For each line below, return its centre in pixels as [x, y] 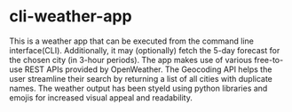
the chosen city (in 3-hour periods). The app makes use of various [131, 60]
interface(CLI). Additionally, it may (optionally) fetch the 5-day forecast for [145, 50]
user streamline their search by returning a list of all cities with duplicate [141, 78]
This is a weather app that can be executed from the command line [132, 41]
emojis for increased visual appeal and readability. [101, 97]
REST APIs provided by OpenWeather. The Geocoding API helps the [148, 69]
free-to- [269, 60]
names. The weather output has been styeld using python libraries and [138, 88]
